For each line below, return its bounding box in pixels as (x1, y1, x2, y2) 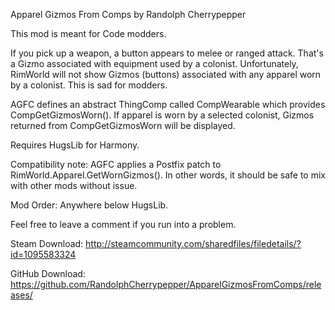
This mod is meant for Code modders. (10, 28, 167, 39)
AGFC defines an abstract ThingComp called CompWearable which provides (10, 99, 326, 110)
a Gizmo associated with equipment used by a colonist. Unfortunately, (10, 58, 299, 69)
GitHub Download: (10, 268, 86, 279)
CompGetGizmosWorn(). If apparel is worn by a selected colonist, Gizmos (10, 109, 315, 121)
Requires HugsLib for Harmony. (10, 139, 140, 151)
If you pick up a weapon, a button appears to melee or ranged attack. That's (10, 47, 324, 59)
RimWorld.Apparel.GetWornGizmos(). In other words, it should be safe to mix (10, 169, 326, 181)
